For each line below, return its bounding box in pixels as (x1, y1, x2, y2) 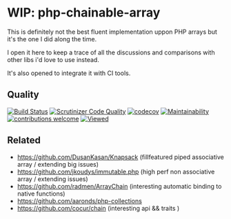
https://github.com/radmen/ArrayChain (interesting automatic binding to (17, 182, 222, 190)
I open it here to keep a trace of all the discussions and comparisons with (7, 48, 215, 56)
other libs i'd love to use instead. (7, 55, 100, 63)
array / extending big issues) (17, 160, 99, 168)
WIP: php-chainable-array (7, 5, 161, 21)
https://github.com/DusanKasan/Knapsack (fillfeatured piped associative (17, 153, 224, 161)
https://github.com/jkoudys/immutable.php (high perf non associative (17, 167, 215, 176)
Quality (7, 89, 39, 101)
